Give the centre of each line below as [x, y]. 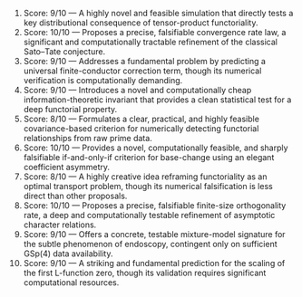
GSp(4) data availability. [68, 254]
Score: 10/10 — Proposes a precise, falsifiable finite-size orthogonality [155, 206]
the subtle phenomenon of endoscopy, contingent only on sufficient [150, 244]
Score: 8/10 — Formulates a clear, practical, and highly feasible [141, 119]
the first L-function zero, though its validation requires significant [145, 273]
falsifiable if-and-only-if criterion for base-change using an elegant [149, 157]
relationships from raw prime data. [88, 138]
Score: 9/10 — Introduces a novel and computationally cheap [137, 90]
